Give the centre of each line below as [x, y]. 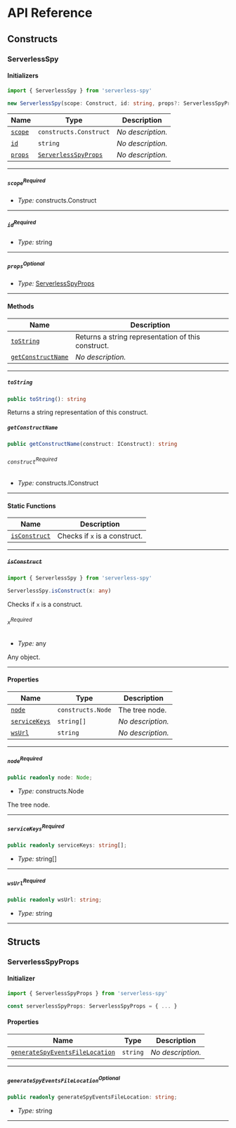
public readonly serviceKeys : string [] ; [67, 845]
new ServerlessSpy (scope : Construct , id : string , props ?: [94, 103]
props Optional [26, 265]
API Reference [50, 13]
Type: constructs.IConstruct [58, 483]
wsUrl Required [26, 882]
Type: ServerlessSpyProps [56, 283]
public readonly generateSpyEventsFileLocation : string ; [92, 1097]
